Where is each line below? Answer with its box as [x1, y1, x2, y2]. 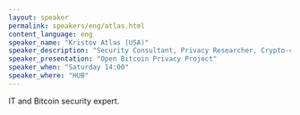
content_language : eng [8, 29, 93, 38]
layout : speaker [8, 12, 69, 22]
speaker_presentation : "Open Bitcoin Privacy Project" [8, 54, 218, 63]
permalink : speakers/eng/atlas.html [8, 21, 145, 30]
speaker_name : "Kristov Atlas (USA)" [8, 37, 150, 47]
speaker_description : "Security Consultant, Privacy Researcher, [8, 46, 257, 55]
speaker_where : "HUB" [8, 71, 90, 80]
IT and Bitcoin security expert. [8, 95, 120, 106]
